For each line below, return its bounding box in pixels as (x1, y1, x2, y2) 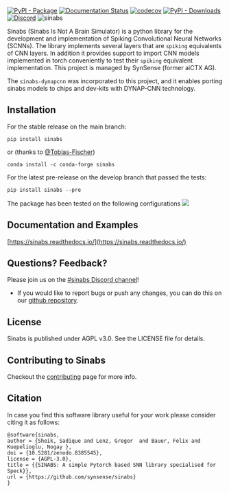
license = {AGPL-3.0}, (7, 455, 72, 462)
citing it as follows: (7, 418, 60, 426)
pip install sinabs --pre (7, 186, 81, 193)
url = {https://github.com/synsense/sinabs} (7, 473, 136, 481)
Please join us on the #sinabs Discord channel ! (7, 276, 139, 284)
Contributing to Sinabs (7, 354, 106, 366)
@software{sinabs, (7, 431, 60, 438)
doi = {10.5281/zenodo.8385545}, (7, 449, 103, 457)
